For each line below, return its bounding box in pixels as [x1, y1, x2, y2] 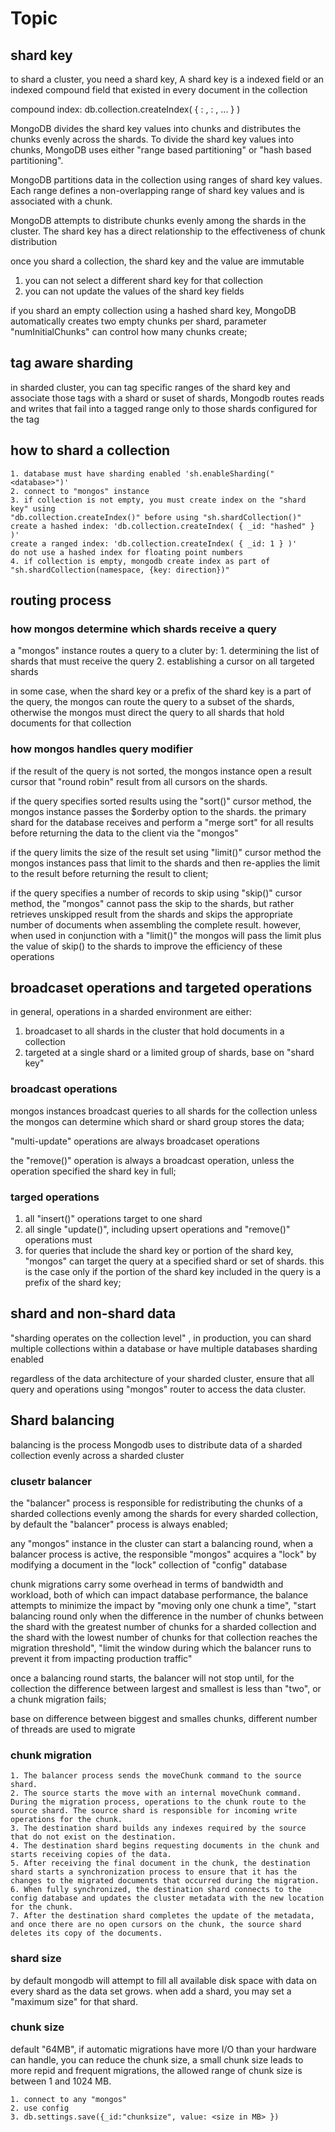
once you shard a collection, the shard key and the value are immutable [10, 255, 305, 267]
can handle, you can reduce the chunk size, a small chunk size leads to [10, 2053, 304, 2066]
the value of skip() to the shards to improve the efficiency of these [10, 940, 283, 952]
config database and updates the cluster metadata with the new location [10, 1893, 325, 1904]
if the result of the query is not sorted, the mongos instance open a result [10, 765, 312, 777]
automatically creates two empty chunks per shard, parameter [10, 315, 267, 327]
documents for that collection [10, 717, 132, 729]
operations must [24, 1234, 93, 1246]
